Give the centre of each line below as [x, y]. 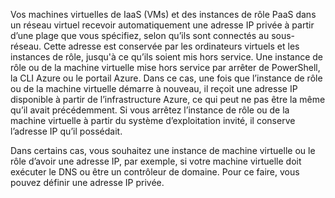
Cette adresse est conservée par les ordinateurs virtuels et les [171, 46]
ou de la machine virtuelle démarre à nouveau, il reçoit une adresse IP [154, 88]
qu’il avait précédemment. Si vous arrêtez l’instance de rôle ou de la [150, 110]
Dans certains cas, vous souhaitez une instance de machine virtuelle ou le [163, 150]
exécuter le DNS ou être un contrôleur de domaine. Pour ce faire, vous [155, 172]
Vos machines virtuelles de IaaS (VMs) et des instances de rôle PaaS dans [163, 14]
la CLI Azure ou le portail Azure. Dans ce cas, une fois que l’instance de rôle [166, 78]
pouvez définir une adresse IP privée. [87, 182]
